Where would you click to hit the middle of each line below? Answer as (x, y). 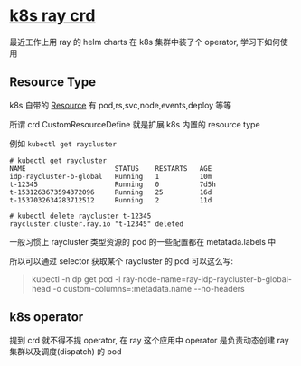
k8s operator (47, 317)
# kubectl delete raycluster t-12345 (80, 216)
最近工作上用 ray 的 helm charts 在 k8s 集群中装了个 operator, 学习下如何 (145, 42)
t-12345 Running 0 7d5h (113, 184)
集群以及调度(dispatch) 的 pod (66, 351)
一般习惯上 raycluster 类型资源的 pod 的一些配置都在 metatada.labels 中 (143, 241)
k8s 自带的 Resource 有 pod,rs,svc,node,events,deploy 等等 (121, 105)
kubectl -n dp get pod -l (76, 279)
